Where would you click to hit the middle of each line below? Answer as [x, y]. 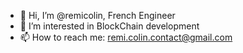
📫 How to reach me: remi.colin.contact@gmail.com [126, 37]
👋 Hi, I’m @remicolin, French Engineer [97, 15]
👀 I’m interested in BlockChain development [109, 26]
